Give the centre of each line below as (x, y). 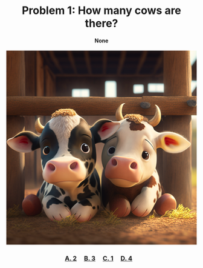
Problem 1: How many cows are (101, 11)
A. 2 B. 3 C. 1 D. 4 (98, 258)
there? (101, 23)
